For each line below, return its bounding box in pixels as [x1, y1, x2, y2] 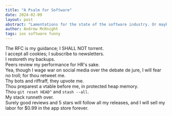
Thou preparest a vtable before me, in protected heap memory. [5, 83, 139, 89]
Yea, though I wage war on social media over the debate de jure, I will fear [5, 67, 162, 73]
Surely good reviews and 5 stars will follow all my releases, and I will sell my [5, 100, 165, 105]
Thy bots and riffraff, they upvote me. [5, 78, 84, 84]
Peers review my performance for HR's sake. [5, 62, 100, 67]
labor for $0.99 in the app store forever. [5, 105, 89, 111]
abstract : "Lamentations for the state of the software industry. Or [5, 21, 157, 27]
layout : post [5, 17, 33, 22]
